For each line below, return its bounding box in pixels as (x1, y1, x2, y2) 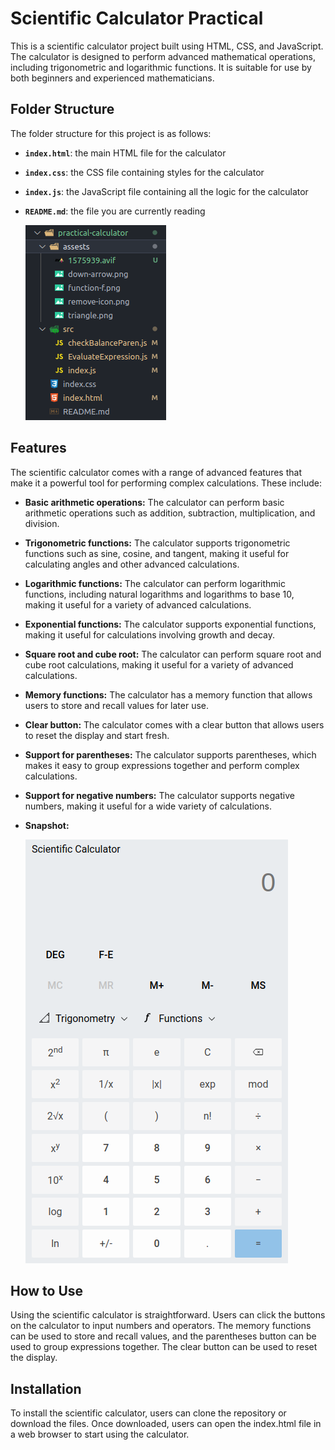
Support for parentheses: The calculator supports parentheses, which (24, 748, 317, 761)
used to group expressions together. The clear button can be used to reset (10, 1341, 318, 1353)
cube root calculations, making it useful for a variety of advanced (24, 658, 294, 671)
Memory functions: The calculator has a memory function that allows (24, 688, 313, 701)
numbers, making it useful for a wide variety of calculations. (24, 800, 272, 812)
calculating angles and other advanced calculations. (24, 558, 240, 570)
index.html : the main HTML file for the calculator (24, 147, 227, 159)
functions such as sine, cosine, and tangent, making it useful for (24, 547, 290, 559)
